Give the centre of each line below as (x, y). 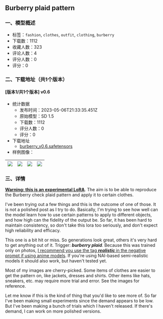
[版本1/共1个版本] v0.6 (28, 92)
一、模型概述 (20, 23)
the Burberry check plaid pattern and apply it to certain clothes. (69, 195)
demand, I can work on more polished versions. (53, 311)
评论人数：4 (24, 53)
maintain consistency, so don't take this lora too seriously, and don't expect (81, 225)
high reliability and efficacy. (33, 231)
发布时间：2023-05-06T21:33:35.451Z (58, 110)
